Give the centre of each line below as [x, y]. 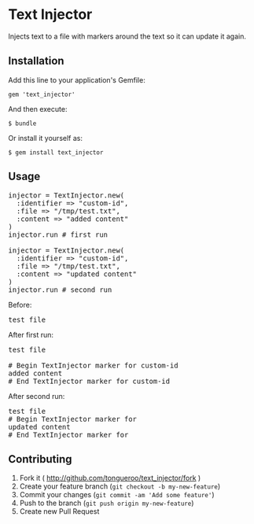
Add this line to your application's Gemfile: [77, 79]
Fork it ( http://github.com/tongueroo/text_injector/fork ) [110, 478]
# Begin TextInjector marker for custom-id [93, 365]
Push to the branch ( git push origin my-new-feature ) [107, 503]
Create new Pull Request [59, 511]
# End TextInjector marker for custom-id [89, 381]
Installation [36, 61]
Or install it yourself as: [45, 138]
